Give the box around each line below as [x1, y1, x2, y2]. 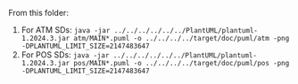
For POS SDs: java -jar [21, 50, 110, 60]
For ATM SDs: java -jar [21, 25, 111, 34]
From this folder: [8, 8, 69, 18]
